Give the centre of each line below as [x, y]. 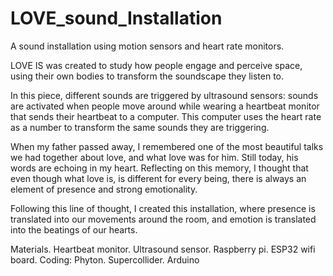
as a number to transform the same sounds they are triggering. [140, 127]
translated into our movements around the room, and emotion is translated [163, 219]
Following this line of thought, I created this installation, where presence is [163, 208]
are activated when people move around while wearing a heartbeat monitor [165, 106]
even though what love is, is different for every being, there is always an [158, 178]
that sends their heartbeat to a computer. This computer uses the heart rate [166, 116]
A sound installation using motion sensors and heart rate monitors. [147, 46]
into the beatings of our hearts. [74, 229]
